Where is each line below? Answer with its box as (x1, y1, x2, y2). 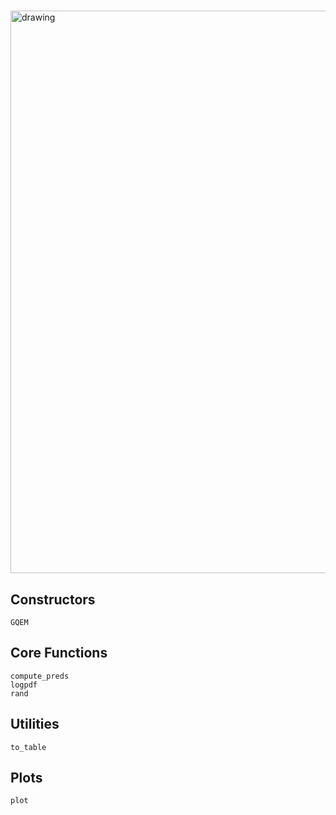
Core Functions (10, 645, 108, 662)
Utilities (10, 716, 60, 733)
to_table (10, 742, 47, 752)
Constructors (10, 591, 96, 608)
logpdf (10, 680, 38, 690)
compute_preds (10, 671, 70, 681)
